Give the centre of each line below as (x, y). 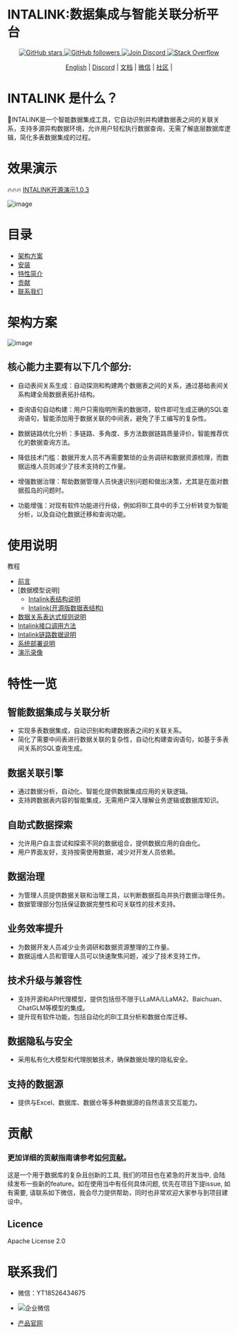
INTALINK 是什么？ (63, 98)
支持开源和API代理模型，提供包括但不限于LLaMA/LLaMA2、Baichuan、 (122, 999)
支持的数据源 (35, 1084)
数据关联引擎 (35, 772)
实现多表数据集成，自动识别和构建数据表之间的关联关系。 (101, 731)
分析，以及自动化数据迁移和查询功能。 (73, 514)
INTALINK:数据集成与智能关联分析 (107, 15)
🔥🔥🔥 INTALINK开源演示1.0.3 (49, 190)
